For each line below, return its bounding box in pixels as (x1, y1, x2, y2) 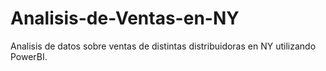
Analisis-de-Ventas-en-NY (10, 7, 240, 30)
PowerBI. (10, 50, 48, 62)
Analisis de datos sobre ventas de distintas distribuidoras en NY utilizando (10, 40, 317, 52)
